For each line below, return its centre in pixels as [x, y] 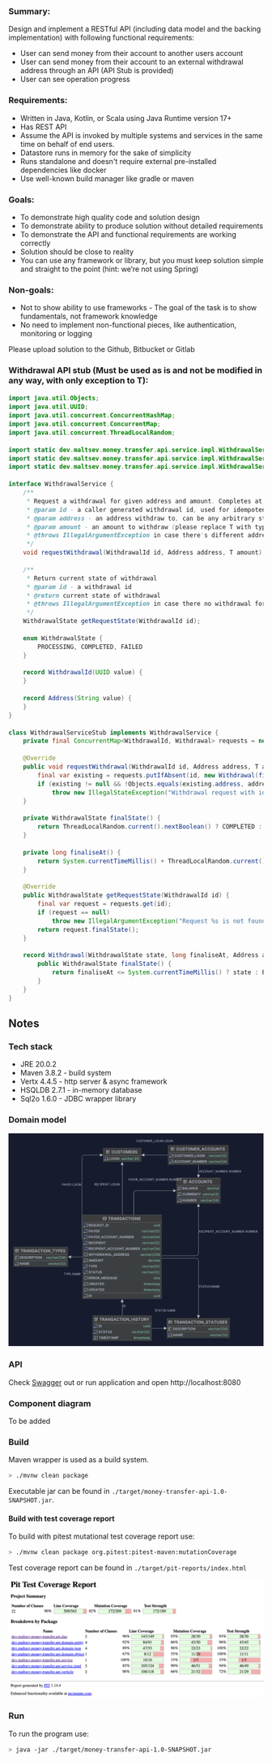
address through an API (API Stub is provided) [97, 71]
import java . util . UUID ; [49, 407]
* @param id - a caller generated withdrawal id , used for [128, 509]
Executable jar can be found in [59, 1491]
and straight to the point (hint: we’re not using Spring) [109, 269]
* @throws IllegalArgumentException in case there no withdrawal [139, 604]
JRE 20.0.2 [38, 1064]
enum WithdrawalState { [63, 638]
